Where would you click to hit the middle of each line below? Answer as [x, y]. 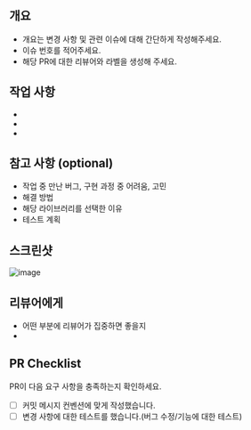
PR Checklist [45, 364]
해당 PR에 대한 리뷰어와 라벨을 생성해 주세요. [100, 61]
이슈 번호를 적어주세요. [61, 50]
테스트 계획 [41, 220]
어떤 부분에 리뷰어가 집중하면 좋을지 [84, 326]
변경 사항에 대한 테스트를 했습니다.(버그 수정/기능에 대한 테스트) [132, 416]
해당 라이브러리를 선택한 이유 [72, 208]
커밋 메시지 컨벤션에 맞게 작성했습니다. [89, 405]
